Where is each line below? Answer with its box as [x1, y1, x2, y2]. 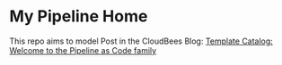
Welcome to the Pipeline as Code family [9, 45, 157, 55]
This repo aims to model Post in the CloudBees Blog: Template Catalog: [9, 36, 274, 46]
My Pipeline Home [9, 6, 148, 27]
